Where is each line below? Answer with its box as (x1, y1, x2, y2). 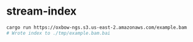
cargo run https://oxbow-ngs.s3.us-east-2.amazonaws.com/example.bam (6, 24, 188, 30)
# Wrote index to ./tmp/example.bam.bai (6, 30, 111, 36)
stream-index (6, 4, 77, 18)
